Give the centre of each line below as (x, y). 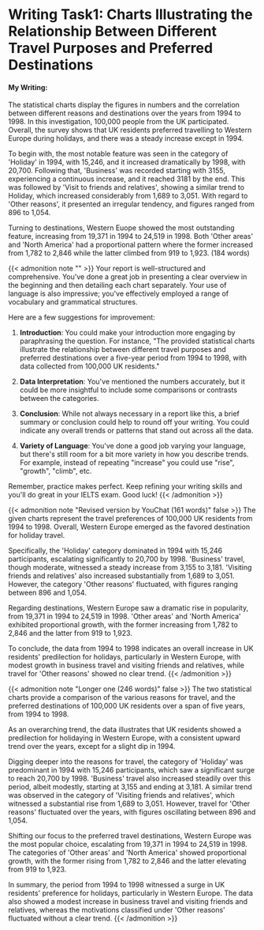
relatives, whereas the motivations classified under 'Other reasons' (117, 910)
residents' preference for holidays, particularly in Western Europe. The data (131, 893)
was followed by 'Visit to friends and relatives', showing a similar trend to (126, 187)
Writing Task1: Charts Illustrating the (131, 15)
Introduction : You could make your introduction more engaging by (127, 333)
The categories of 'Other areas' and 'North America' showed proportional (127, 852)
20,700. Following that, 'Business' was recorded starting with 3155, (117, 171)
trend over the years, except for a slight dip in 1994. (92, 747)
